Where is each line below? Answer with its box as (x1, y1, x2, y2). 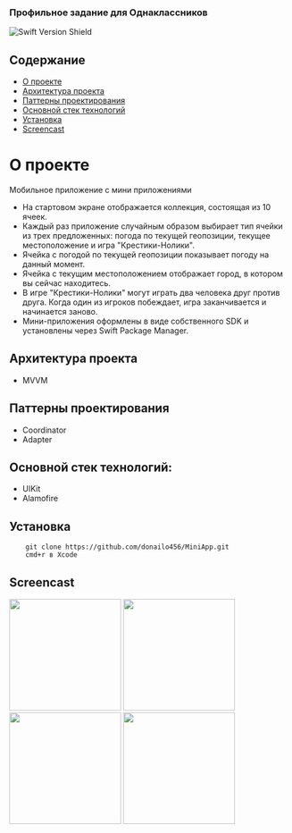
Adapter (21, 433, 53, 444)
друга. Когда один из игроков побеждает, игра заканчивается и (21, 297, 267, 307)
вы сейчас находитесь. (21, 278, 112, 289)
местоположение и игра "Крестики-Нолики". (21, 240, 195, 251)
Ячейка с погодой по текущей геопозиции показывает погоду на (21, 249, 270, 260)
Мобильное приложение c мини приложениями (9, 185, 192, 196)
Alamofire (21, 493, 59, 504)
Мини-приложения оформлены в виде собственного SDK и (21, 316, 249, 327)
